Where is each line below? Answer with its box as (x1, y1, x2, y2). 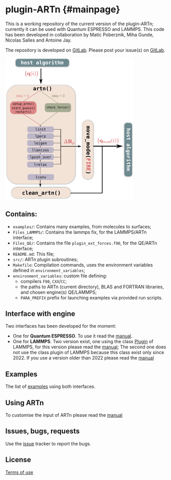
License (5, 455, 31, 464)
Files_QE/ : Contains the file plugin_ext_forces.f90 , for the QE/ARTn (12, 240, 158, 246)
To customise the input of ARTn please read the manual (5, 412, 123, 418)
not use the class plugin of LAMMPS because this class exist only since (12, 349, 164, 355)
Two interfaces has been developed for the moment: (5, 323, 117, 329)
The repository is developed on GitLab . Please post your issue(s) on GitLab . (5, 47, 165, 53)
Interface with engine (5, 309, 75, 318)
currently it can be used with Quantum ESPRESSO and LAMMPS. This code (5, 26, 164, 32)
